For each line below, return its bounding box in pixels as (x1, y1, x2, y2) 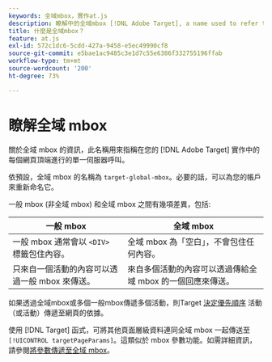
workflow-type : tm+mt (8, 57, 82, 65)
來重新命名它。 (8, 182, 58, 192)
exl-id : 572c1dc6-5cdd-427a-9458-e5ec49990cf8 (8, 42, 168, 50)
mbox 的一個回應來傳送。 (137, 276, 235, 287)
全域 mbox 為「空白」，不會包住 (127, 236, 247, 247)
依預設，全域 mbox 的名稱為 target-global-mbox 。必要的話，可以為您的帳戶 (8, 171, 261, 182)
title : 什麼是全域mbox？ (8, 27, 85, 35)
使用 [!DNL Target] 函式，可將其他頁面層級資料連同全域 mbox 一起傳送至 (8, 325, 251, 335)
